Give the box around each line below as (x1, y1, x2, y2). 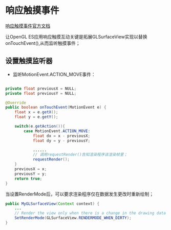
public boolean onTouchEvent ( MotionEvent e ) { (5, 105, 106, 110)
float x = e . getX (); (14, 110, 58, 115)
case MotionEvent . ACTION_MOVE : (24, 128, 91, 134)
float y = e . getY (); (14, 114, 58, 120)
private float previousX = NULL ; (5, 86, 77, 91)
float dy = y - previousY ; (32, 138, 91, 143)
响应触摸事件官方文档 (5, 23, 50, 29)
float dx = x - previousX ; (32, 133, 91, 138)
